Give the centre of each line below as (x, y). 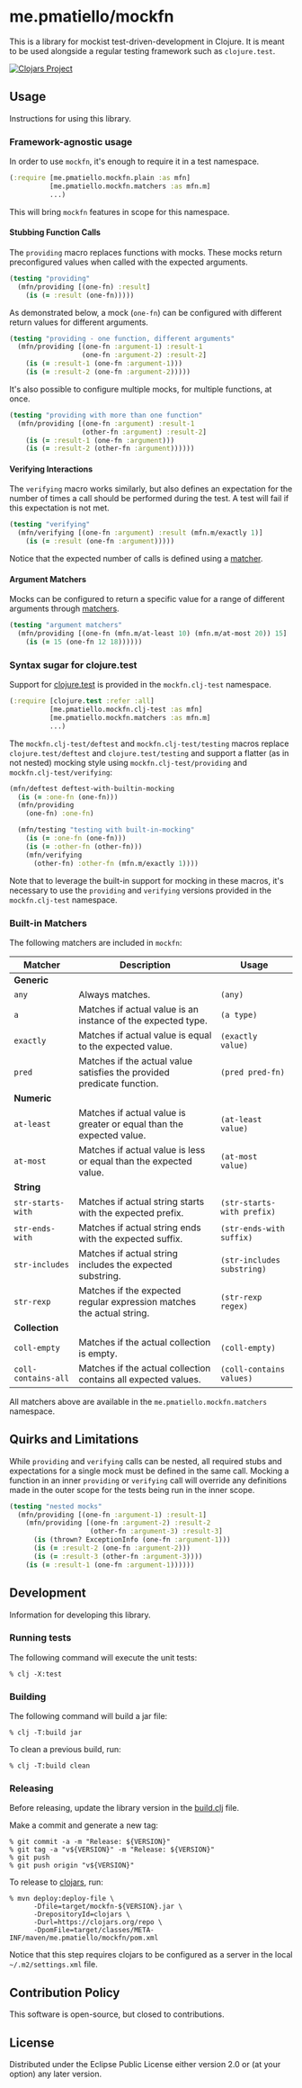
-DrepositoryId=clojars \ (81, 1914)
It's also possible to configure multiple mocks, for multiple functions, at (141, 389)
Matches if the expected (130, 1291)
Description (145, 965)
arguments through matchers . (64, 608)
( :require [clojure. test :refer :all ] (82, 701)
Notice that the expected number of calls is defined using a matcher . (136, 559)
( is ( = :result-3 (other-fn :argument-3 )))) (118, 1556)
